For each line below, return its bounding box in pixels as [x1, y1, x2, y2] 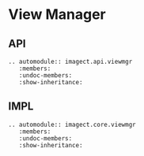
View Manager [8, 6, 107, 24]
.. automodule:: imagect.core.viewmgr [8, 121, 136, 128]
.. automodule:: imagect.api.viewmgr [8, 58, 133, 65]
